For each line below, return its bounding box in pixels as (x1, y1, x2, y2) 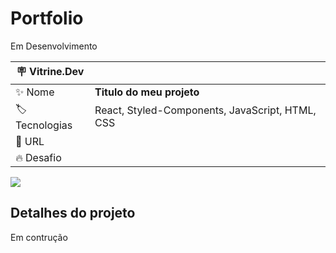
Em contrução (10, 231, 68, 243)
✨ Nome (15, 85, 55, 99)
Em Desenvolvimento (10, 40, 98, 52)
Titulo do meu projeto (94, 85, 200, 99)
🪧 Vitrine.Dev (16, 64, 85, 78)
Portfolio (10, 7, 84, 30)
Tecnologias (15, 118, 73, 132)
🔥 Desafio (15, 150, 62, 164)
